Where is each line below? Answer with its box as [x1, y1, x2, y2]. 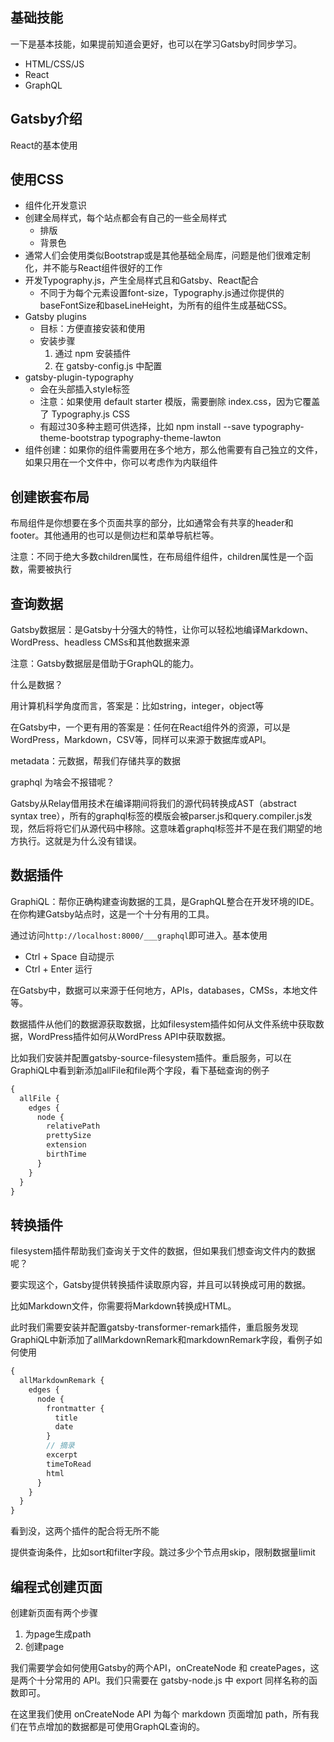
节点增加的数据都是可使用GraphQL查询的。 [27, 1721, 206, 1732]
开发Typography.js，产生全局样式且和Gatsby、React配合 [24, 274, 260, 287]
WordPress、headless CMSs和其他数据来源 [10, 636, 190, 648]
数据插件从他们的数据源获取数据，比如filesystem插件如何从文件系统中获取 [10, 1018, 316, 1030]
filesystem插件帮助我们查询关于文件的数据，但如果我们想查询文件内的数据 [10, 1245, 316, 1257]
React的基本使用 [10, 139, 78, 151]
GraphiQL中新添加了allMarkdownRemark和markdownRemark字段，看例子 [10, 1334, 314, 1346]
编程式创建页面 [10, 1578, 103, 1595]
